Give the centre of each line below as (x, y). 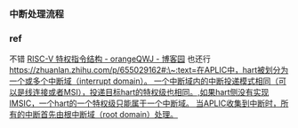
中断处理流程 (37, 13)
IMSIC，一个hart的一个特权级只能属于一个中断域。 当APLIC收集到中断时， (145, 103)
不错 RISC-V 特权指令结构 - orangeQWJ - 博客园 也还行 (110, 59)
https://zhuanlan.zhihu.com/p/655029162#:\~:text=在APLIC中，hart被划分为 (149, 70)
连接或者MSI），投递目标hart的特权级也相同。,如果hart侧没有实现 (151, 92)
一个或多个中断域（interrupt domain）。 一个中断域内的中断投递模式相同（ (144, 81)
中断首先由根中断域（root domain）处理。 (101, 115)
